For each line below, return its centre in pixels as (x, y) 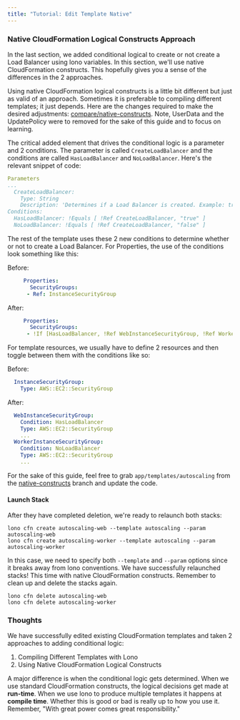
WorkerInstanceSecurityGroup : (59, 442)
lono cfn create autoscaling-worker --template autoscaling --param (111, 541)
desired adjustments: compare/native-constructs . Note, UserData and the (116, 113)
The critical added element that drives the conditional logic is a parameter (116, 143)
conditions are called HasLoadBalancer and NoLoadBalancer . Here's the (110, 158)
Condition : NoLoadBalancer (60, 449)
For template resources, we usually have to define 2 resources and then (113, 348)
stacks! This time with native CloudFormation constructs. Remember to (112, 576)
